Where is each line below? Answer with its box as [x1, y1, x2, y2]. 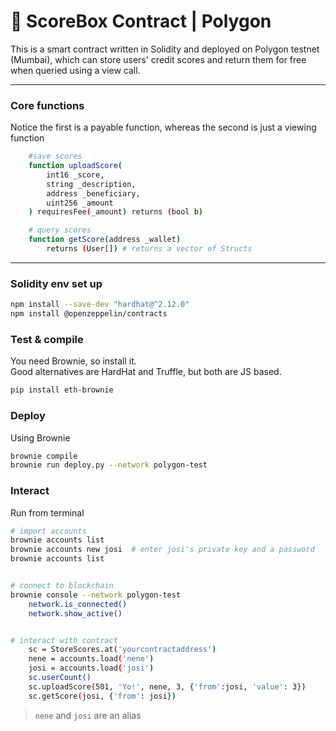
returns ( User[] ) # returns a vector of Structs [46, 244, 253, 254]
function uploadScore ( [28, 161, 123, 171]
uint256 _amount [46, 198, 114, 208]
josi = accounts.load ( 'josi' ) [28, 663, 155, 674]
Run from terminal [10, 506, 85, 519]
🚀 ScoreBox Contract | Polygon [10, 10, 272, 33]
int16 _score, [46, 170, 105, 180]
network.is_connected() [28, 599, 128, 609]
